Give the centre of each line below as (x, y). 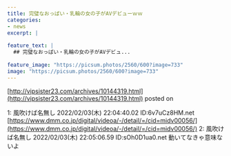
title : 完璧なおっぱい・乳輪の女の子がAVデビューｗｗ (75, 13)
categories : (24, 20)
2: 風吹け (212, 128)
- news (17, 26)
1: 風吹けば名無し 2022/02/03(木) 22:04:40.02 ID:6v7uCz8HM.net (101, 113)
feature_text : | (30, 46)
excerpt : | (23, 33)
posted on (159, 98)
